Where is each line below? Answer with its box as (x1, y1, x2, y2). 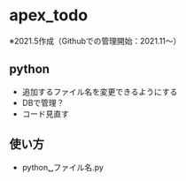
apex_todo (9, 5, 89, 26)
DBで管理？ (21, 97, 65, 108)
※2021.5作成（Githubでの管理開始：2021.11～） (9, 35, 182, 46)
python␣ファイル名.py (21, 162, 105, 172)
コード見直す (21, 108, 69, 119)
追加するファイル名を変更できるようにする (21, 86, 178, 97)
